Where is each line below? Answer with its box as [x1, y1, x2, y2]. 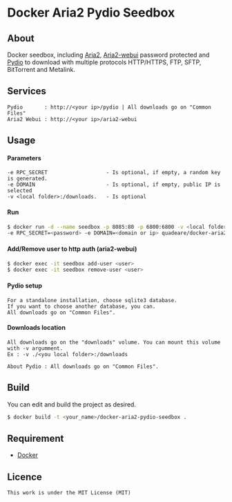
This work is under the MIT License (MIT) [7, 490, 131, 496]
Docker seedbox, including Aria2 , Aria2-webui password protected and [7, 50, 210, 59]
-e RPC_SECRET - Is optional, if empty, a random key [7, 169, 221, 176]
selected [7, 187, 32, 194]
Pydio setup [7, 281, 43, 290]
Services [7, 85, 47, 97]
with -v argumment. [7, 344, 64, 352]
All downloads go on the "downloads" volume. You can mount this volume [7, 339, 221, 346]
